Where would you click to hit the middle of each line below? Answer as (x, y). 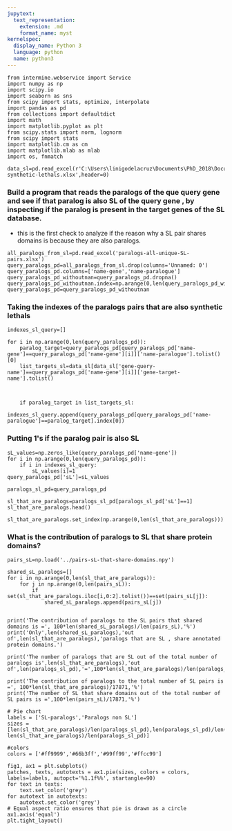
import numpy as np (35, 84)
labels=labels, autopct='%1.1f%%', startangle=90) (81, 778)
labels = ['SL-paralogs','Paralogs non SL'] (72, 717)
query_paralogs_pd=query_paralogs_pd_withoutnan (78, 290)
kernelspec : (24, 40)
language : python (38, 53)
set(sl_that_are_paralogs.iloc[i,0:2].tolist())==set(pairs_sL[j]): (108, 596)
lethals (19, 315)
